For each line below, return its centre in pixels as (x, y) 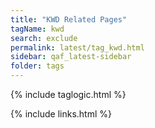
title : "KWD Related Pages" (69, 19)
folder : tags (37, 66)
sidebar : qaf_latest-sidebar (71, 57)
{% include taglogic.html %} (68, 94)
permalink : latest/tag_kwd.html (77, 47)
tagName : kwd (37, 29)
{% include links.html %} (61, 114)
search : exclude (44, 38)
